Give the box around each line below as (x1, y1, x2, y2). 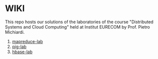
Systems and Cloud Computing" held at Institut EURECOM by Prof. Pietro (5, 24, 150, 29)
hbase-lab (12, 49, 33, 55)
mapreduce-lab (12, 38, 43, 44)
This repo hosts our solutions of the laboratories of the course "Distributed (5, 19, 154, 25)
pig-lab (12, 44, 27, 49)
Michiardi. (5, 29, 25, 35)
